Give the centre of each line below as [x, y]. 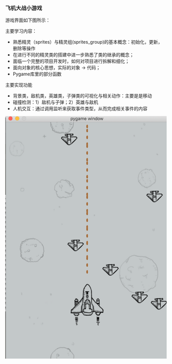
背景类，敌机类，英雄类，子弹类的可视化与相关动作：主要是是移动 [82, 96]
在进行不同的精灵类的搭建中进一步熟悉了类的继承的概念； [73, 55]
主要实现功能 [19, 85]
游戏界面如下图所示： [28, 20]
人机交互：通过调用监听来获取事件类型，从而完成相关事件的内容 [80, 109]
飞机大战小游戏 [24, 8]
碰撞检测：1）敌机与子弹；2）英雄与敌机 [56, 102]
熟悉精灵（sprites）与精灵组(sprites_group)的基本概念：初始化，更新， [88, 42]
